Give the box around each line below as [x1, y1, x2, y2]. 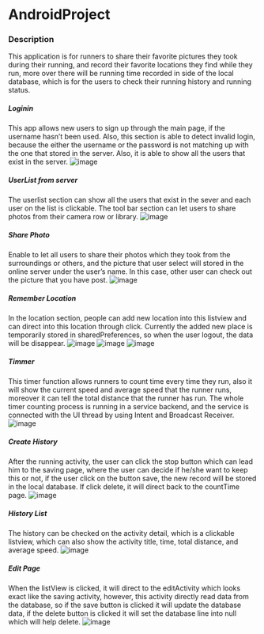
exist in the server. [8, 157, 69, 167]
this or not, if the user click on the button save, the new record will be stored [8, 473, 257, 484]
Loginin [8, 104, 34, 113]
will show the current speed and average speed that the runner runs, [8, 385, 232, 395]
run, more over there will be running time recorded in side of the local [8, 69, 235, 78]
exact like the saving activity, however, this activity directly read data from [8, 592, 249, 602]
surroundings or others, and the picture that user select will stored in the [8, 259, 244, 268]
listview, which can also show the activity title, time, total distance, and [8, 537, 239, 547]
